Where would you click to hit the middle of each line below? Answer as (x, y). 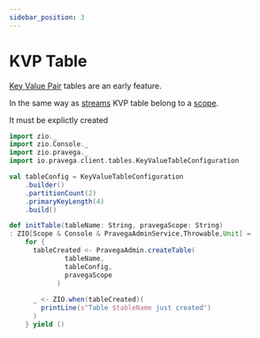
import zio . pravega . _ (49, 153)
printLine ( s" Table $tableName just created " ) (126, 308)
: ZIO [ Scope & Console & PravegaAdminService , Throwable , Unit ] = (130, 234)
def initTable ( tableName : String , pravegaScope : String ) (116, 226)
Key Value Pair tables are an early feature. (85, 86)
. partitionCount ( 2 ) (61, 193)
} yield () (45, 324)
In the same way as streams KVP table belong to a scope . (114, 103)
